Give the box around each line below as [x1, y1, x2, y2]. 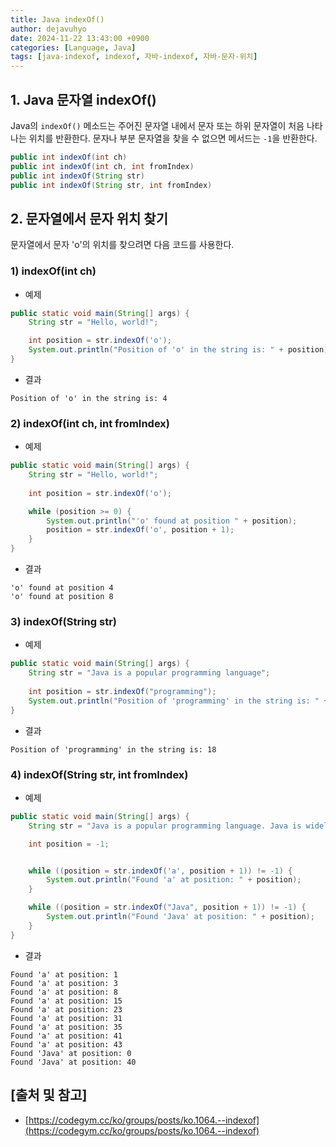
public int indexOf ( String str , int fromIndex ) [10, 180, 213, 190]
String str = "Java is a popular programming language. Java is [28, 821, 302, 831]
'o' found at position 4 [10, 583, 114, 593]
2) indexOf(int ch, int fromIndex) [10, 416, 170, 430]
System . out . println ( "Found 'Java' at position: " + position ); [46, 912, 315, 922]
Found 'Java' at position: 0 [10, 1048, 132, 1058]
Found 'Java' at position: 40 [10, 1057, 137, 1067]
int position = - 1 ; [28, 839, 110, 849]
